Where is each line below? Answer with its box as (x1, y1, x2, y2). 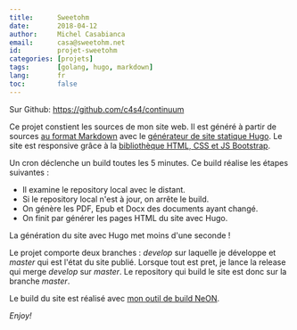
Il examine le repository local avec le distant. (21, 184, 186, 194)
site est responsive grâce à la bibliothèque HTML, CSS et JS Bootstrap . (9, 140, 270, 151)
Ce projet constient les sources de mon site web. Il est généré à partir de (9, 121, 276, 132)
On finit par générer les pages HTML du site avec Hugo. (21, 212, 228, 223)
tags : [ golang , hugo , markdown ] (9, 63, 153, 72)
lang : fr (9, 71, 66, 80)
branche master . (9, 276, 70, 286)
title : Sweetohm (9, 12, 90, 22)
